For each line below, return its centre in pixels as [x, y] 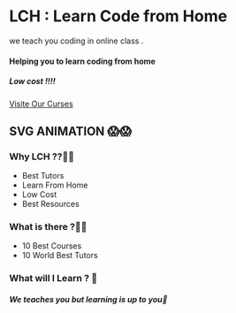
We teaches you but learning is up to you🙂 [88, 299]
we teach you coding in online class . [76, 41]
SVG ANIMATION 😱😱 [71, 131]
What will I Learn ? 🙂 [53, 279]
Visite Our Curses [41, 103]
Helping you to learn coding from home [83, 61]
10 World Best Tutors [60, 256]
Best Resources [50, 204]
